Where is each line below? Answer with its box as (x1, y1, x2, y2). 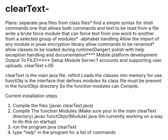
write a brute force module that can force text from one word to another (5, 30, 154, 36)
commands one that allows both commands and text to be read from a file (5, 25, 159, 31)
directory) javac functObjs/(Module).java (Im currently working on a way (12, 113, 163, 119)
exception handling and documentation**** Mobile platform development (5, 51, 158, 58)
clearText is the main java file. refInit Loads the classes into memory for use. (5, 72, 163, 78)
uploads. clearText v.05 (5, 62, 54, 68)
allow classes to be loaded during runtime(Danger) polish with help (5, 46, 145, 52)
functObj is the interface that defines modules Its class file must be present (5, 78, 162, 84)
